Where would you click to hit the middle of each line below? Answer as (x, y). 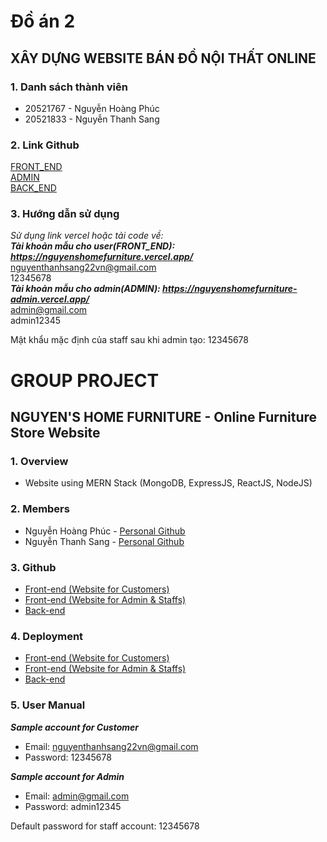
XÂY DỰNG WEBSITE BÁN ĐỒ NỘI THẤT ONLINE (163, 58)
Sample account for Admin (67, 776)
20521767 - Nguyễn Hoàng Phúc (92, 108)
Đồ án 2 (43, 21)
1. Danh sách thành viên (69, 87)
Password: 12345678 (68, 757)
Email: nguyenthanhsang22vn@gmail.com (111, 746)
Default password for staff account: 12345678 (105, 826)
